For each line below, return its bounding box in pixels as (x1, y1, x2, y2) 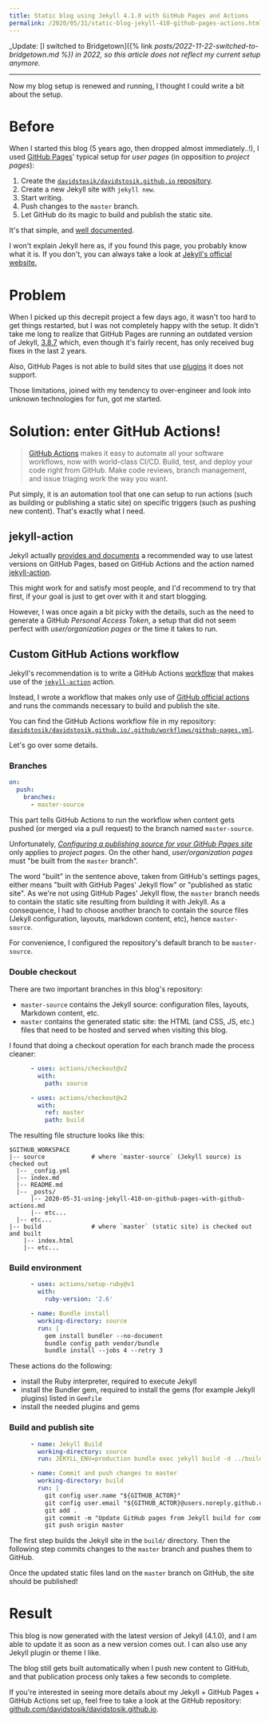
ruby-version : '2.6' (44, 1295, 113, 1304)
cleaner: (9, 1049, 37, 1059)
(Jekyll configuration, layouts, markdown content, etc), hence (9, 913, 212, 923)
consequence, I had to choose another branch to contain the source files (9, 905, 249, 915)
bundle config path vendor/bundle (44, 1339, 160, 1348)
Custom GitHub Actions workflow (9, 647, 180, 661)
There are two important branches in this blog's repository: (9, 984, 203, 994)
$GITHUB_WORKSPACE (9, 1146, 70, 1154)
